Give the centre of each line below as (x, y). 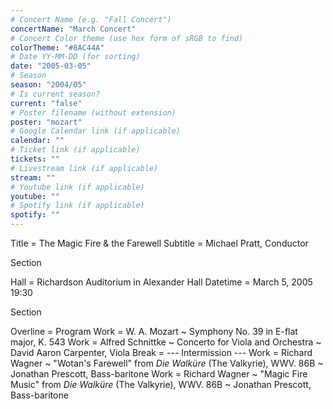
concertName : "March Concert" (73, 29)
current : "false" (46, 103)
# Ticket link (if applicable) (75, 150)
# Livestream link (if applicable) (84, 168)
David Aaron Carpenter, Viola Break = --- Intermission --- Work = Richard (161, 352)
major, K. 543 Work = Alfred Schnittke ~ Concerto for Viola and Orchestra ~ (166, 342)
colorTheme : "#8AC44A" (57, 47)
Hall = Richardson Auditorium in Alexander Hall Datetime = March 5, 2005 (161, 282)
